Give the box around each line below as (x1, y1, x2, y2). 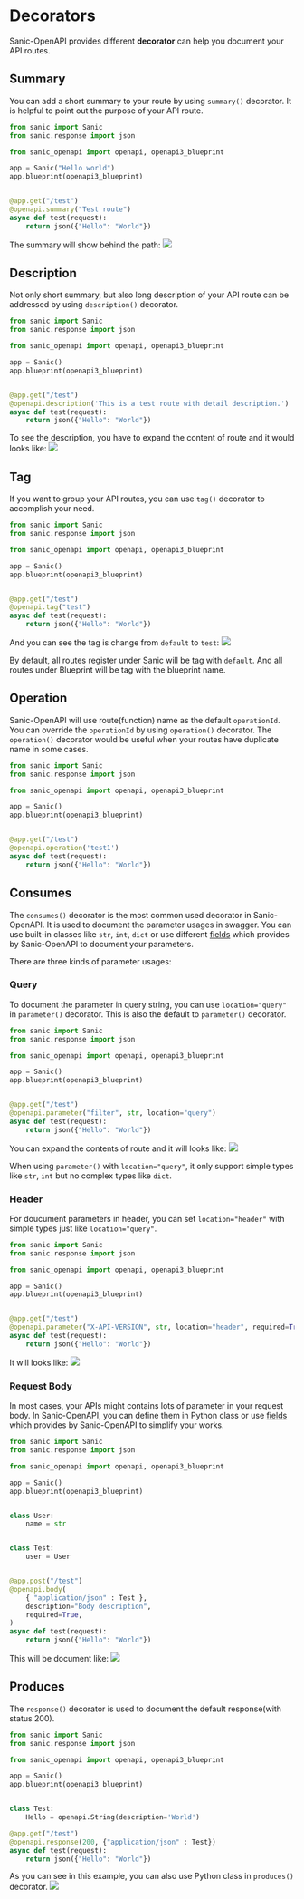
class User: (9, 1511, 54, 1520)
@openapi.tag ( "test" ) (9, 603, 91, 612)
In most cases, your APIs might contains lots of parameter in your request (9, 1400, 284, 1411)
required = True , (25, 1610, 83, 1619)
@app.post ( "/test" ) (9, 1576, 83, 1586)
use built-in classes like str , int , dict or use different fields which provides (9, 928, 290, 939)
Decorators (9, 5, 97, 26)
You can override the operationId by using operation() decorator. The (9, 724, 272, 735)
